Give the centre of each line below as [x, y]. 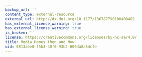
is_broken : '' [20, 33]
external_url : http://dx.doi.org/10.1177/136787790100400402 [70, 19]
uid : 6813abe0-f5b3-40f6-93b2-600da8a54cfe [51, 47]
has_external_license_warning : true [43, 28]
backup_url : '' [21, 10]
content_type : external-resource [40, 14]
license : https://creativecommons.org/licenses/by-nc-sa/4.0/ [71, 38]
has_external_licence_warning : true [43, 24]
